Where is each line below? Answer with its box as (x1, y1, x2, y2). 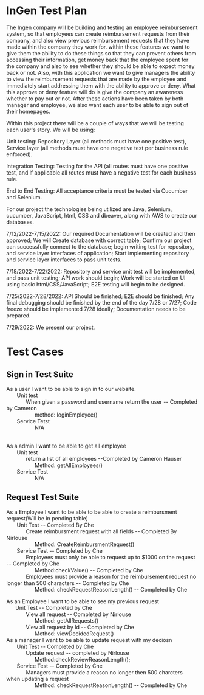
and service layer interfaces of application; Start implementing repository (6, 249, 189, 257)
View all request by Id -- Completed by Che (25, 623, 135, 631)
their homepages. (6, 108, 50, 115)
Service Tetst (16, 417, 50, 424)
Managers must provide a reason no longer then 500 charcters (25, 668, 183, 676)
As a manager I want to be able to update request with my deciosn (6, 636, 172, 643)
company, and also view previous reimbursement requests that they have (6, 36, 190, 44)
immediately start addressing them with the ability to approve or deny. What (6, 81, 196, 89)
